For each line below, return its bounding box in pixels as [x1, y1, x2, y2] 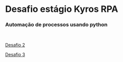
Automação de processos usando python [5, 21, 108, 28]
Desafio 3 [5, 52, 25, 58]
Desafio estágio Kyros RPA [5, 3, 118, 15]
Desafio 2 [5, 42, 25, 48]
